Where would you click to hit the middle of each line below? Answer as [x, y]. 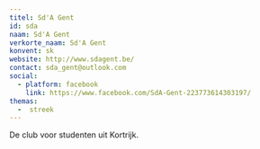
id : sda [24, 26]
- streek [36, 110]
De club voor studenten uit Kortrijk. [74, 135]
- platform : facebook [58, 84]
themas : [24, 101]
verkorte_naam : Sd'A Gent [58, 43]
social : [24, 76]
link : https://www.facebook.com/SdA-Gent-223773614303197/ [139, 92]
